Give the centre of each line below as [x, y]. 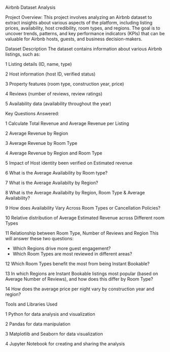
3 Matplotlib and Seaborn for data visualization [54, 334]
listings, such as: [23, 54]
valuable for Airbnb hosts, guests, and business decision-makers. [74, 39]
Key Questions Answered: [32, 114]
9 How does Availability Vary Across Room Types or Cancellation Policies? [83, 208]
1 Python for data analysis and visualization [50, 314]
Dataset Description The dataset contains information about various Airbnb [84, 49]
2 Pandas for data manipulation [38, 324]
